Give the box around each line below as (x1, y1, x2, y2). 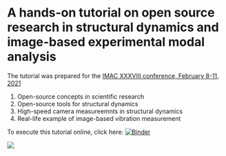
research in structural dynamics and (7, 19, 219, 35)
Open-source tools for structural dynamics (17, 99, 138, 108)
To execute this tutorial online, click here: (7, 128, 124, 136)
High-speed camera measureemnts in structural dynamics (17, 107, 183, 115)
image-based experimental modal (7, 35, 205, 50)
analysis (7, 49, 56, 65)
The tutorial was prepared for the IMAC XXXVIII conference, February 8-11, (7, 71, 219, 80)
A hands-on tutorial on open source (7, 5, 215, 21)
